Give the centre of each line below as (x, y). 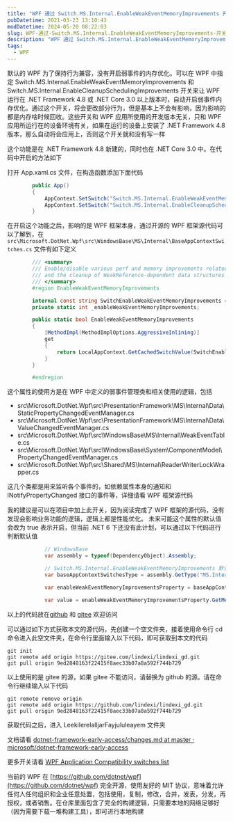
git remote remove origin (44, 699)
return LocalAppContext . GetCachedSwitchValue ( (125, 352)
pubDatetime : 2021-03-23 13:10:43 (57, 20)
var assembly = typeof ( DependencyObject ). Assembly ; (120, 556)
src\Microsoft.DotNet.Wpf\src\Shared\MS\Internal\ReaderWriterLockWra (121, 465)
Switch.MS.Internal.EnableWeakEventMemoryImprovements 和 (104, 81)
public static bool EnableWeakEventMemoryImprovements (113, 320)
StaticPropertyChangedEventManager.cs (76, 413)
